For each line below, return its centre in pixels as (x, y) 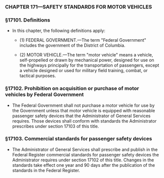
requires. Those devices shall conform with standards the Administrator (84, 121)
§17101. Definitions (28, 20)
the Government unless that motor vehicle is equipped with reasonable (83, 110)
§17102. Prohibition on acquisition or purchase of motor (72, 88)
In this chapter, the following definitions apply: (59, 31)
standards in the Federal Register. (46, 170)
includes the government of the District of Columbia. (72, 46)
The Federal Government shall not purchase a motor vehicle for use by (83, 105)
